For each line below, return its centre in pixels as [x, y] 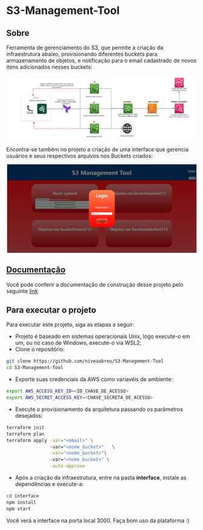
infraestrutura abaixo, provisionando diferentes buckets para [82, 54]
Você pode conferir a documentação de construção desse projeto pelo [95, 284]
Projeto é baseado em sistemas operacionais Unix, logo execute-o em [102, 336]
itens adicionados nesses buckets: [49, 67]
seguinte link [22, 291]
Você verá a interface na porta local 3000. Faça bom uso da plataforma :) [98, 520]
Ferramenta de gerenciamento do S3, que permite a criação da [85, 47]
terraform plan [25, 434]
